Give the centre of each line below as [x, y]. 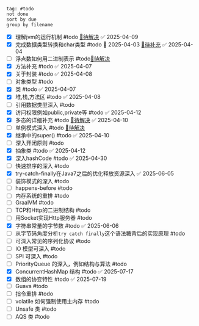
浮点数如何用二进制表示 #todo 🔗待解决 [63, 59]
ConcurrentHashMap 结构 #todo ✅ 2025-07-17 [74, 271]
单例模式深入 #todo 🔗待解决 [50, 128]
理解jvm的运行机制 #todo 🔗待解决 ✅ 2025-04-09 [77, 37]
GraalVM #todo [34, 203]
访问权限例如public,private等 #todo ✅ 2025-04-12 [78, 112]
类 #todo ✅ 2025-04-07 [45, 89]
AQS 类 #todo [32, 317]
